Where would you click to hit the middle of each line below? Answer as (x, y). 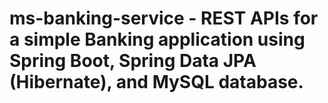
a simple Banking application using (157, 39)
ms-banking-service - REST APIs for (164, 18)
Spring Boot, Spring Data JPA (133, 61)
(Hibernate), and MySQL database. (156, 82)
